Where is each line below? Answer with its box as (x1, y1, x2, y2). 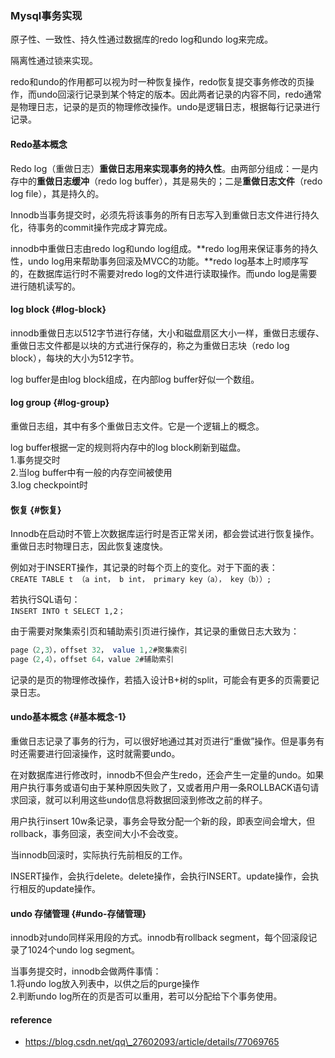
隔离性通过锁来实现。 (10, 55, 98, 67)
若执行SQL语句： (10, 593, 81, 606)
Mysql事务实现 (10, 8, 83, 22)
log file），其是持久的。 (10, 187, 105, 199)
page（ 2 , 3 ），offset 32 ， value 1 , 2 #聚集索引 (10, 645, 188, 656)
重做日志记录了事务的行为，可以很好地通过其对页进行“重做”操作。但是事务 (10, 735, 317, 747)
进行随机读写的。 (10, 280, 81, 292)
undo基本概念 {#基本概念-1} (10, 711, 127, 723)
